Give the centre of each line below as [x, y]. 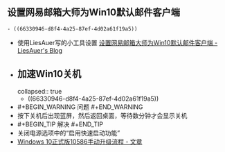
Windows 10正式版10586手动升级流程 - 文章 [80, 142]
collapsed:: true [39, 91]
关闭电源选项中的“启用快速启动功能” [69, 133]
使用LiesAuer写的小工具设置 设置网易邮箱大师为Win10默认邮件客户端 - [117, 42]
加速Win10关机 [49, 74]
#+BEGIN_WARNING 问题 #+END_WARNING [80, 107]
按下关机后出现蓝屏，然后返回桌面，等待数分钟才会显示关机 [102, 115]
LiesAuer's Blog [40, 50]
